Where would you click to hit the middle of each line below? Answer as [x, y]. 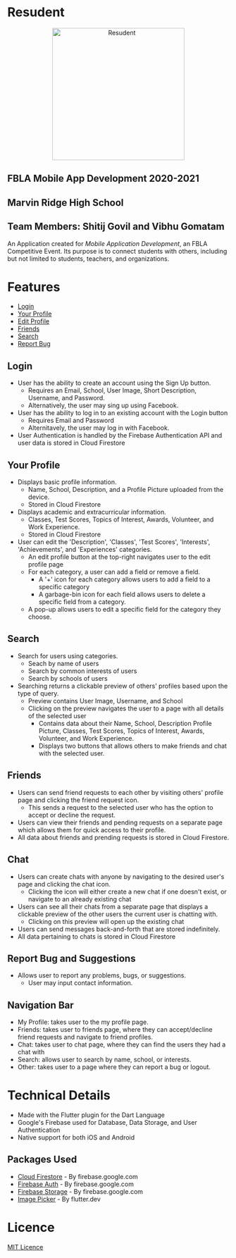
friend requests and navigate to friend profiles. [85, 1037]
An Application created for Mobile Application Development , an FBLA [107, 243]
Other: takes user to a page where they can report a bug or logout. [114, 1067]
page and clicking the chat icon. [64, 884]
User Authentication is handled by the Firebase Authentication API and [120, 436]
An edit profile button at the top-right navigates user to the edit [119, 557]
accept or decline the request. [72, 815]
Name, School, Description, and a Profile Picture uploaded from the [126, 490]
